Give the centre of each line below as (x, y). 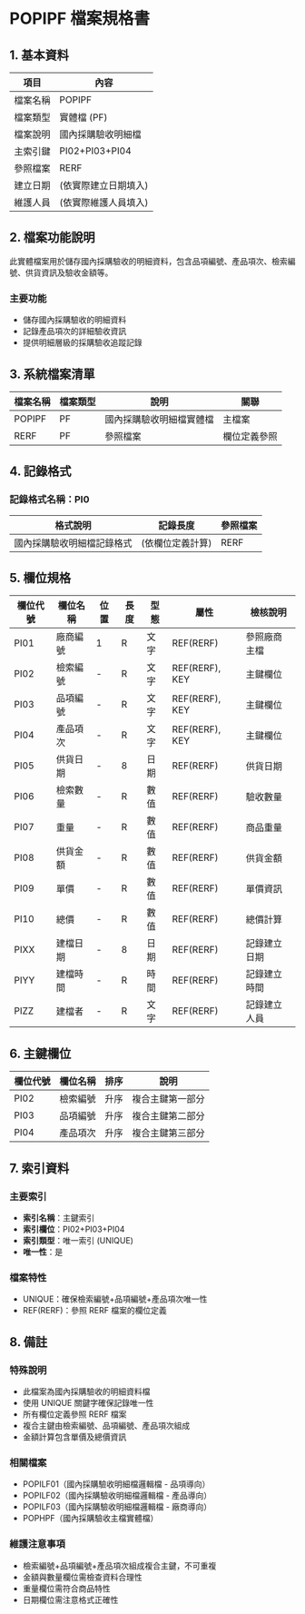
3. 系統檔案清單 (52, 374)
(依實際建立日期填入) (104, 185)
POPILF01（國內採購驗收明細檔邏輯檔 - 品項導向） (116, 1484)
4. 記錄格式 (40, 472)
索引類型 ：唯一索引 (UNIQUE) (78, 1240)
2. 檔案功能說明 (52, 238)
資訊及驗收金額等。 (77, 272)
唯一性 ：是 (43, 1252)
